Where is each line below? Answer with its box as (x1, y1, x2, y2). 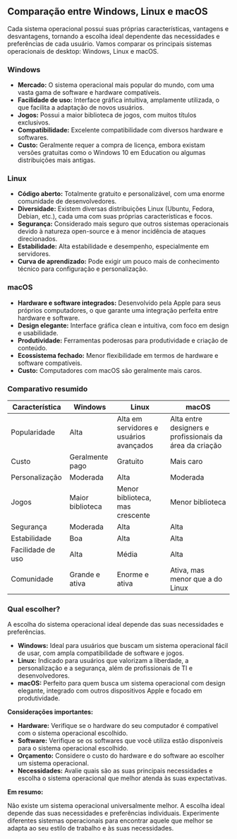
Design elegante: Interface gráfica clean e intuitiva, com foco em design (17, 321, 229, 330)
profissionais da (170, 432, 224, 441)
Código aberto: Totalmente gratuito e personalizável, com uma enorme (17, 190, 225, 198)
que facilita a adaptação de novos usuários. (17, 103, 145, 112)
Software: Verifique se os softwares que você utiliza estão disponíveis (17, 736, 224, 745)
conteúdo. (17, 343, 48, 352)
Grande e (69, 569, 101, 579)
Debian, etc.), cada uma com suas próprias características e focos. (17, 212, 213, 221)
